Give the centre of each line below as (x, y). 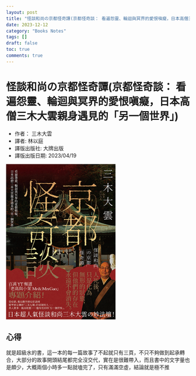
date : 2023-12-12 (27, 25)
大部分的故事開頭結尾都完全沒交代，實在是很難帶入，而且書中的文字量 (100, 360)
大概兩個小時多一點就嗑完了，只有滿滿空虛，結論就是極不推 (98, 367)
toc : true (18, 50)
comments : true (24, 56)
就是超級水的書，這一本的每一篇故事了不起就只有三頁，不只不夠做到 (88, 352)
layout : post (22, 12)
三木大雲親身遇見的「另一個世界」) (98, 116)
